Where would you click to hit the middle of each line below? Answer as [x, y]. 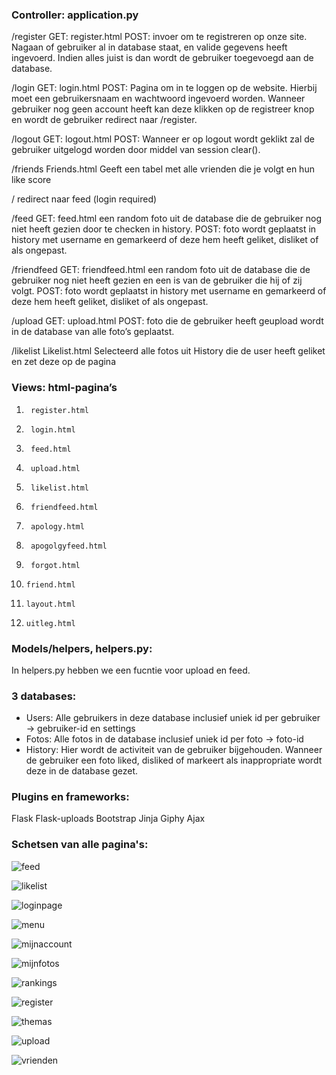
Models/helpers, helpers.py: [82, 648]
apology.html [57, 526]
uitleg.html [50, 623]
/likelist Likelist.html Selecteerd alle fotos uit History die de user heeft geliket [168, 351]
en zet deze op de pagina [63, 362]
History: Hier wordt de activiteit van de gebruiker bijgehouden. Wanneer [174, 750]
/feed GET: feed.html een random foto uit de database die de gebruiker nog [167, 219]
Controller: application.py [75, 15]
